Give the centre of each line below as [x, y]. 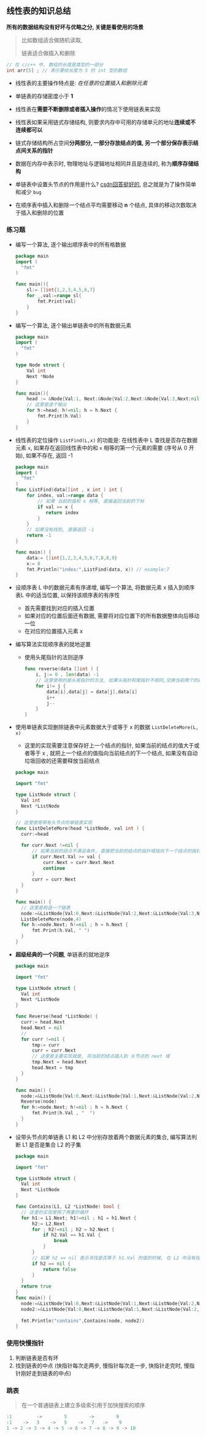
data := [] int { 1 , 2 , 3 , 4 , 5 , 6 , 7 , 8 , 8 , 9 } [72, 558]
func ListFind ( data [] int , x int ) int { [69, 490]
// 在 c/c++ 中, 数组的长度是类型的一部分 [55, 64]
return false [59, 1269]
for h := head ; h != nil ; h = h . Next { [72, 411]
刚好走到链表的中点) [46, 1373]
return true [36, 1287]
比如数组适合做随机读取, [52, 40]
